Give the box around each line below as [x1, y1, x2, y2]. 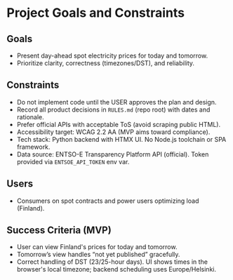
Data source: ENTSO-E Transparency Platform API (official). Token [16, 149, 209, 159]
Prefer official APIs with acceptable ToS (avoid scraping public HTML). [16, 120, 221, 128]
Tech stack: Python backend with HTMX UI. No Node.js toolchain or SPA [16, 135, 227, 143]
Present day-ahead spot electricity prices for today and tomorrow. [16, 51, 208, 60]
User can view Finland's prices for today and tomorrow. [16, 243, 178, 251]
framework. [16, 142, 51, 151]
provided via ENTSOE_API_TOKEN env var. [16, 157, 130, 166]
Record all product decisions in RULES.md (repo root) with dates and [16, 105, 211, 114]
